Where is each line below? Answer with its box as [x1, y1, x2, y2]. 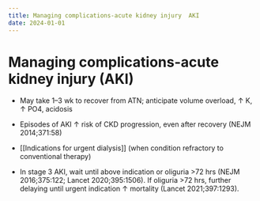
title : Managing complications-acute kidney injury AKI [8, 11, 200, 20]
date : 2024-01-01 [8, 19, 66, 27]
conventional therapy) [19, 152, 92, 161]
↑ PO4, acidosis [19, 104, 73, 114]
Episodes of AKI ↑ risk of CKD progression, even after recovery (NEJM [19, 119, 251, 129]
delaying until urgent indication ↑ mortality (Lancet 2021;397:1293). [19, 184, 239, 194]
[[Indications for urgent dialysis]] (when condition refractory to [19, 143, 224, 153]
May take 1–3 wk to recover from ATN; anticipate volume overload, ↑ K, [19, 96, 253, 105]
